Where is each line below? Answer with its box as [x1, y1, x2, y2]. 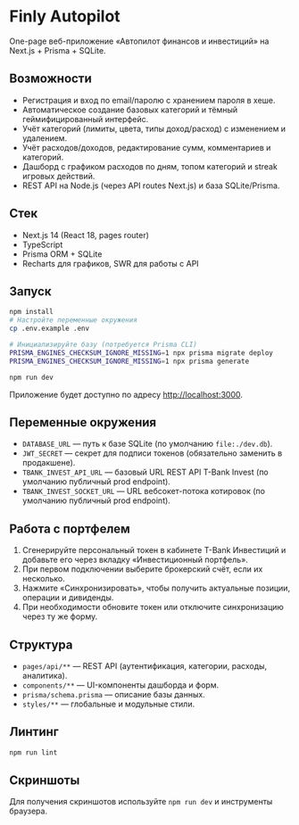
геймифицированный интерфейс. [21, 113, 149, 124]
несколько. [21, 573, 65, 584]
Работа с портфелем [9, 521, 131, 536]
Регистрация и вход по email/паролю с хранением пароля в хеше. [21, 95, 276, 105]
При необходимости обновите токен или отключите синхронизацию [21, 602, 284, 613]
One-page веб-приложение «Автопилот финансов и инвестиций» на [9, 36, 270, 46]
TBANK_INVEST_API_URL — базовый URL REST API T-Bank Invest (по [21, 466, 270, 478]
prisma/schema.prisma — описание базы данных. [21, 689, 205, 699]
